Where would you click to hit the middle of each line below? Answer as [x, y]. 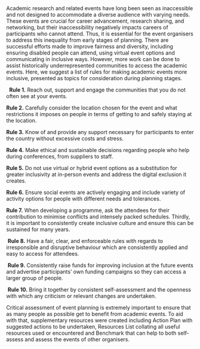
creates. [16, 181]
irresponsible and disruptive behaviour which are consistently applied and [97, 247]
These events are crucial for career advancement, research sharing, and [95, 21]
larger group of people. [35, 278]
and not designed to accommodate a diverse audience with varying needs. [98, 15]
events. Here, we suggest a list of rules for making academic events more [97, 72]
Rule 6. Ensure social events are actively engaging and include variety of [96, 192]
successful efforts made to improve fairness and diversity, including [90, 46]
